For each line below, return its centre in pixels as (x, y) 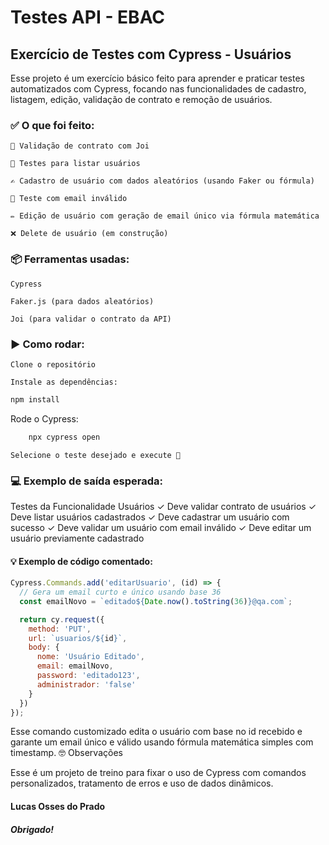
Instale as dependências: (64, 382)
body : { (44, 647)
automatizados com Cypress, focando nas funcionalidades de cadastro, (158, 89)
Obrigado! (32, 829)
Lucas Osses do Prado (58, 806)
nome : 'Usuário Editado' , (90, 657)
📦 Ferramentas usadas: (70, 259)
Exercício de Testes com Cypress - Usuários (151, 54)
